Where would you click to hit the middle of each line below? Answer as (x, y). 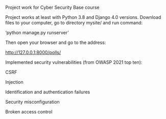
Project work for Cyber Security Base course (52, 7)
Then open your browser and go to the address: (56, 42)
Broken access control (29, 112)
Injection (15, 82)
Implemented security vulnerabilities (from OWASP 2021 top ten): (74, 62)
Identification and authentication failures (48, 92)
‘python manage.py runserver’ (37, 32)
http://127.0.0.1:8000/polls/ (33, 52)
